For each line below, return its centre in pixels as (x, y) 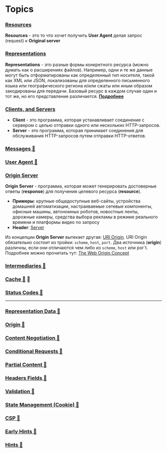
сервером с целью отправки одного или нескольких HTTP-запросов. (86, 125)
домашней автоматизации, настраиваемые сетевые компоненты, (82, 206)
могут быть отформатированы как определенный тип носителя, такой (80, 75)
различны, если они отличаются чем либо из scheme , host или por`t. (77, 248)
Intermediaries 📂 (26, 266)
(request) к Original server (33, 41)
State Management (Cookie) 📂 (42, 405)
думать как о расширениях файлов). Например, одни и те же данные (79, 70)
